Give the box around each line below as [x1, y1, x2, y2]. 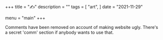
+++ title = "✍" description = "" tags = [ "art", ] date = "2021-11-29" [5, 4, 143, 10]
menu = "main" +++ [5, 15, 46, 21]
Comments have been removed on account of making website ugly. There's [5, 25, 159, 30]
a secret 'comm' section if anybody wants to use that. [5, 29, 114, 35]
